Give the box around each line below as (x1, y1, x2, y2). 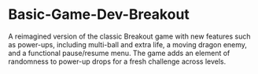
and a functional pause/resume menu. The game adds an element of (8, 48, 230, 57)
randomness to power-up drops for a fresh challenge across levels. (8, 57, 227, 66)
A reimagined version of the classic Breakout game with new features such (8, 31, 251, 41)
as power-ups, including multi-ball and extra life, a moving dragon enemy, (8, 39, 248, 49)
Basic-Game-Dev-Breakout (8, 6, 190, 24)
